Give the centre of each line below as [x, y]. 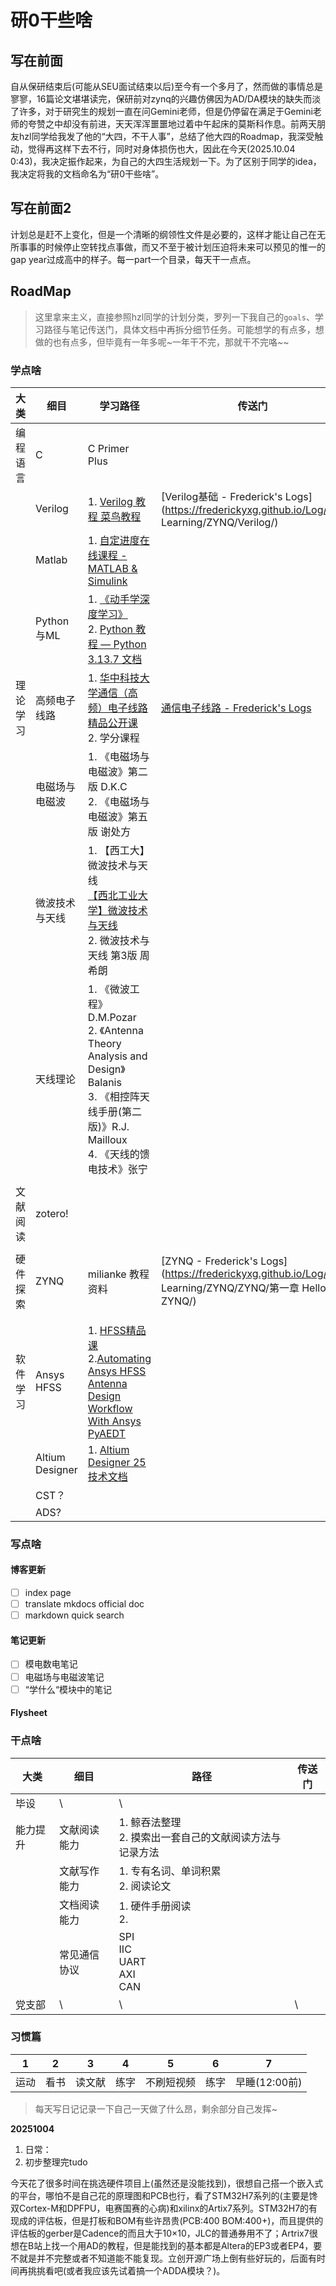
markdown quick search [74, 1615]
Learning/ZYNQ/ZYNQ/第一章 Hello [244, 1288]
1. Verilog [110, 501]
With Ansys [114, 1421]
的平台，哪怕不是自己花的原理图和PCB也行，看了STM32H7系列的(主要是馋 [164, 2195]
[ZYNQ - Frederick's [209, 1261]
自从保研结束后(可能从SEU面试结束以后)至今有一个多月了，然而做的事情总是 [167, 86]
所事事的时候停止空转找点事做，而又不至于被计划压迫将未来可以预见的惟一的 [168, 247]
